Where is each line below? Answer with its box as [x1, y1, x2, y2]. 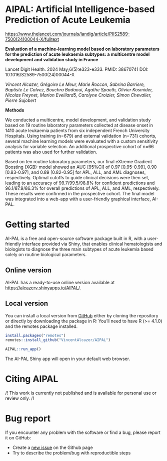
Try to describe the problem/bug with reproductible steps [12, 450, 131, 455]
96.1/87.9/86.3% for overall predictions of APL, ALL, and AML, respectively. [5, 185, 160, 191]
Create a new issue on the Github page [12, 444, 93, 450]
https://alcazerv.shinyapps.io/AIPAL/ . [5, 285, 81, 291]
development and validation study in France [5, 56, 98, 62]
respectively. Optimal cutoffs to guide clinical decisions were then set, [5, 174, 149, 180]
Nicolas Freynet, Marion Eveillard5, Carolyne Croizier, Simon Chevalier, [5, 92, 151, 98]
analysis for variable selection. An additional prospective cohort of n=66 [5, 143, 154, 149]
